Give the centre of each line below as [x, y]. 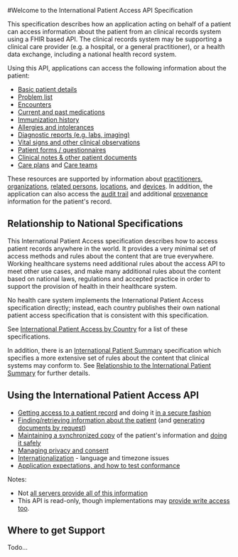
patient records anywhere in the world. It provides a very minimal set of [112, 248]
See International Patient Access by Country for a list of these [98, 329]
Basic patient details [47, 89]
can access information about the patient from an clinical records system [114, 32]
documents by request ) [52, 428]
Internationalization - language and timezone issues [93, 457]
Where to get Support [56, 530]
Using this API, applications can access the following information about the [117, 68]
